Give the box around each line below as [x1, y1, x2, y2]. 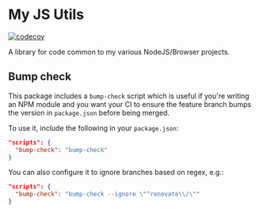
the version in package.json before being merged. [8, 108, 170, 117]
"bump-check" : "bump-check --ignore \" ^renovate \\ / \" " [15, 190, 200, 199]
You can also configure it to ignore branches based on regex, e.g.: [8, 168, 224, 177]
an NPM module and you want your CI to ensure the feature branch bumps [8, 99, 252, 108]
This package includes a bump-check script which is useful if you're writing [8, 91, 249, 101]
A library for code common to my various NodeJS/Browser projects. [8, 47, 230, 56]
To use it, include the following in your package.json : [8, 123, 179, 132]
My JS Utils [8, 6, 85, 24]
